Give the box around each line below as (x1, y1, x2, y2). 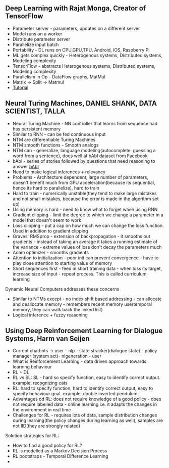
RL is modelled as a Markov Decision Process (12, 448, 107, 454)
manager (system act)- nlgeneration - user (12, 353, 102, 359)
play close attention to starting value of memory (12, 260, 112, 266)
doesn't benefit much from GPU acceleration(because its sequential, (12, 179, 155, 185)
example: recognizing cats (12, 380, 68, 386)
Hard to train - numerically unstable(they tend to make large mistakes (12, 190, 157, 196)
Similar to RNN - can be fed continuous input (12, 131, 106, 137)
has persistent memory (12, 126, 61, 132)
